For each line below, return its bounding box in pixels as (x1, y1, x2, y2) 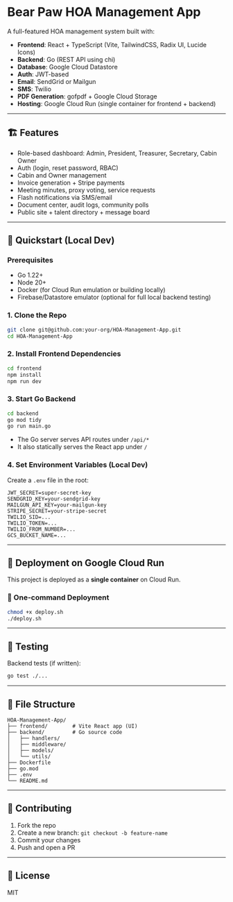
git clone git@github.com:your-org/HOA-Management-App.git (7, 326, 182, 333)
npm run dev (7, 377, 42, 385)
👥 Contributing (7, 803, 72, 815)
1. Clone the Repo (7, 310, 67, 320)
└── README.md (7, 777, 49, 784)
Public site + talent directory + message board (17, 207, 150, 216)
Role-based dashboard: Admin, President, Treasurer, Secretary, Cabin (17, 148, 217, 157)
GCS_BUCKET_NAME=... (7, 531, 67, 538)
